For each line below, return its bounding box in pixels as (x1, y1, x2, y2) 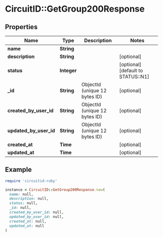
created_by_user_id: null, (9, 210, 64, 215)
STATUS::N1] (119, 73, 149, 80)
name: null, (9, 192, 34, 197)
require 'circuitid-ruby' (5, 178, 57, 183)
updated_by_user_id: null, (9, 214, 64, 219)
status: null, (9, 201, 38, 206)
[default (119, 67, 137, 74)
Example (5, 166, 32, 174)
